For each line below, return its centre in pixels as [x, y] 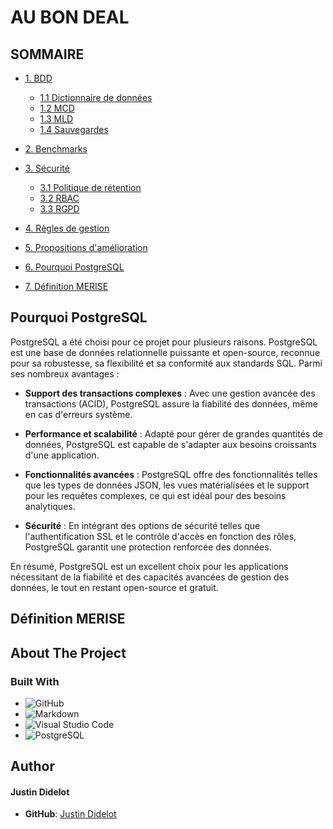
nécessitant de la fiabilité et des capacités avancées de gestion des [150, 577]
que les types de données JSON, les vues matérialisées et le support [167, 485]
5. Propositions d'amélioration [86, 247]
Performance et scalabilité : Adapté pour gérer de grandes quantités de [173, 433]
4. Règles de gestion [67, 228]
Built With [35, 681]
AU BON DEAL [70, 17]
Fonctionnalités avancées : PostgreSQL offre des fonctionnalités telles [171, 474]
